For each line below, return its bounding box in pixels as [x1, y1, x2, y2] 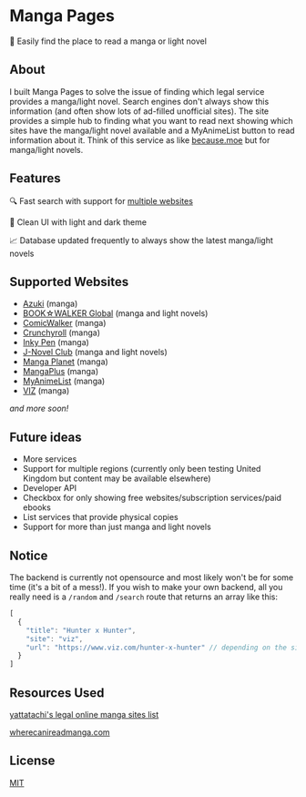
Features [9, 170, 61, 187]
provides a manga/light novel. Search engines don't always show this [9, 96, 270, 107]
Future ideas [9, 429, 82, 444]
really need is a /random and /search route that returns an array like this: [9, 591, 278, 602]
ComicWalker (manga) [22, 318, 107, 329]
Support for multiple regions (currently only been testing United [22, 464, 261, 475]
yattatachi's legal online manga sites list [9, 709, 159, 720]
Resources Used [9, 685, 105, 700]
